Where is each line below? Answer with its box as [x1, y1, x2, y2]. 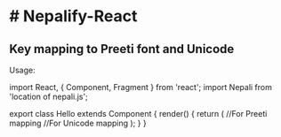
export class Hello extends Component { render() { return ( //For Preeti [9, 109, 268, 118]
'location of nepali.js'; [9, 91, 89, 102]
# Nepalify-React [9, 6, 138, 27]
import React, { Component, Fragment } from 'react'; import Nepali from [9, 82, 273, 92]
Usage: [9, 65, 36, 75]
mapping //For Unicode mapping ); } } [9, 118, 147, 128]
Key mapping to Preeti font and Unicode [9, 42, 235, 57]
